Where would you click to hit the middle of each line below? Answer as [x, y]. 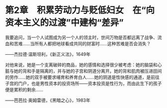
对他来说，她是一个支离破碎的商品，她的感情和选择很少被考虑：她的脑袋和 [81, 65]
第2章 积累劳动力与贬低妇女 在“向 [80, 10]
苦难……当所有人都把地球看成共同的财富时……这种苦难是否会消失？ [82, 43]
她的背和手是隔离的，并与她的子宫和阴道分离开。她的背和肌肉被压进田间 [88, 71]
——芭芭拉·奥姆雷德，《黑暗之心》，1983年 [48, 100]
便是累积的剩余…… [24, 90]
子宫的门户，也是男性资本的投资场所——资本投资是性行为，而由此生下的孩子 [83, 83]
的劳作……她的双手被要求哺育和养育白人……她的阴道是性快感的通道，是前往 [83, 77]
